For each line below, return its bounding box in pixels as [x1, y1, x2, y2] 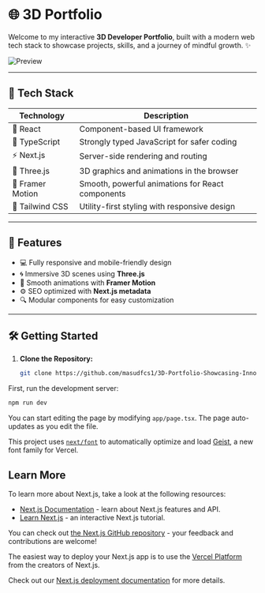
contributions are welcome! [8, 536, 97, 546]
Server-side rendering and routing [79, 151, 207, 162]
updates [8, 422, 35, 431]
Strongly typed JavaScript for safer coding [79, 136, 237, 147]
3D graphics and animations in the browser [79, 165, 239, 176]
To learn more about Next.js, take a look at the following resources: [8, 489, 226, 498]
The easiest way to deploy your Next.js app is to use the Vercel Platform [8, 551, 243, 561]
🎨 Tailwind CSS [12, 201, 69, 212]
